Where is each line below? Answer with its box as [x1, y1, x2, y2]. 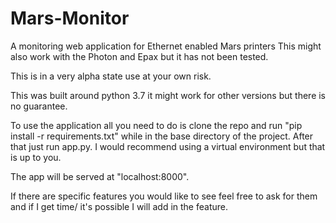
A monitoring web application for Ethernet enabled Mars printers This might [10, 40, 322, 52]
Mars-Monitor [10, 7, 130, 30]
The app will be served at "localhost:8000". [10, 170, 190, 182]
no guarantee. [10, 100, 68, 112]
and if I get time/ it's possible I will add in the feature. [10, 200, 228, 212]
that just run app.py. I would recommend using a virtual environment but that [10, 140, 326, 152]
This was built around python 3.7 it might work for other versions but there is [10, 89, 327, 101]
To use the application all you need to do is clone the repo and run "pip [10, 119, 303, 131]
